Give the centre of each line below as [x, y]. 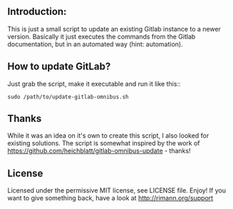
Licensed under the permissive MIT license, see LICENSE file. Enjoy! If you [117, 190]
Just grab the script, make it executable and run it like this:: [94, 83]
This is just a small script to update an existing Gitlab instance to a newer [114, 29]
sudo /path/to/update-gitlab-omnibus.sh [68, 97]
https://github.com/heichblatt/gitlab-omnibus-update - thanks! [99, 151]
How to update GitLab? [59, 67]
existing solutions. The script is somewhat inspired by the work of [104, 143]
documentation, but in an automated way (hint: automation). [95, 44]
